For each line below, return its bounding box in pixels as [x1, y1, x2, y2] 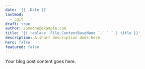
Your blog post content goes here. [5, 58, 77, 64]
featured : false [5, 44, 39, 49]
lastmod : [5, 12, 24, 17]
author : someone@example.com [5, 26, 66, 31]
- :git [10, 16, 24, 21]
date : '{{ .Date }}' [5, 7, 49, 12]
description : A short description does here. [5, 35, 102, 40]
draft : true [5, 21, 30, 26]
